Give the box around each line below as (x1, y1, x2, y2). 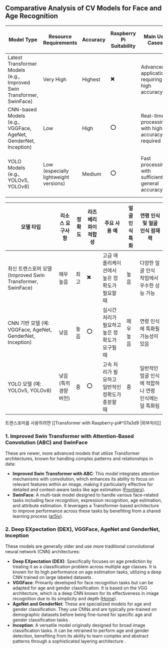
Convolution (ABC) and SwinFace (5, 439, 88, 446)
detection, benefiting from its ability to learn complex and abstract (12, 633, 149, 639)
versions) (43, 180, 65, 187)
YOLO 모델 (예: (7, 380, 41, 387)
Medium (81, 170, 101, 177)
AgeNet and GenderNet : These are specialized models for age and (12, 601, 151, 607)
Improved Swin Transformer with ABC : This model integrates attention (12, 471, 159, 477)
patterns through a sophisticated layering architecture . (12, 638, 126, 644)
